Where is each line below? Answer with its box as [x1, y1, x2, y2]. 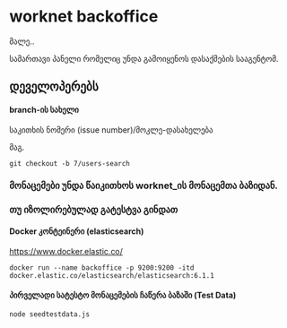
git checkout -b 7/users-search [9, 159, 130, 168]
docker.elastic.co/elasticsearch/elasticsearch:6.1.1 [9, 271, 215, 280]
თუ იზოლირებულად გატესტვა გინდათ [9, 203, 178, 216]
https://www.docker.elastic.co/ [9, 246, 124, 256]
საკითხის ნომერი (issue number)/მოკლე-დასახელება [9, 124, 213, 135]
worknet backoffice [9, 6, 159, 27]
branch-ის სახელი [9, 104, 79, 115]
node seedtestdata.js [9, 309, 91, 319]
